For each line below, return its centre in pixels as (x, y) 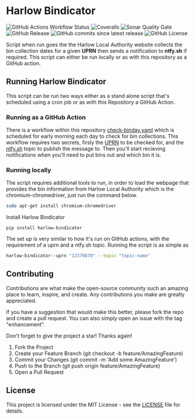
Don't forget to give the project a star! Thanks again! (69, 336)
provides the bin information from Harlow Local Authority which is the (90, 189)
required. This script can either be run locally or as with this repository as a (97, 57)
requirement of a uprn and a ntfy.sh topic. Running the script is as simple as (97, 245)
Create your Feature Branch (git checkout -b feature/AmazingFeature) (99, 353)
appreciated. (21, 301)
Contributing (30, 274)
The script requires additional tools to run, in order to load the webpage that (97, 183)
